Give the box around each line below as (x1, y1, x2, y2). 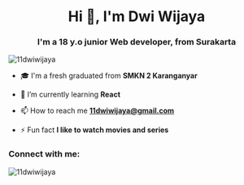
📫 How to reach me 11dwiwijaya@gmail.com (20, 105, 175, 116)
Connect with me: (8, 148, 81, 160)
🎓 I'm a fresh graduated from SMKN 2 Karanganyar (20, 71, 198, 80)
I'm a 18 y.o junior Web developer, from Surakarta (37, 37, 237, 48)
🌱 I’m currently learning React (20, 89, 120, 100)
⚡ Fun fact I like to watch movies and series (20, 125, 169, 135)
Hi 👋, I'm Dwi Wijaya (68, 7, 206, 26)
